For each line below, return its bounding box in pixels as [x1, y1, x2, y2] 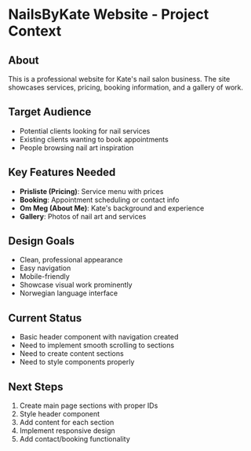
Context [8, 22, 62, 40]
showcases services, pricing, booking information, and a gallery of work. [8, 82, 244, 92]
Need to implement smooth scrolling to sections [19, 340, 175, 350]
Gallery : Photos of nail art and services [19, 211, 147, 221]
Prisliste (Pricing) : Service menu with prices [19, 186, 164, 196]
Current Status [8, 311, 82, 324]
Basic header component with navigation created [19, 332, 179, 342]
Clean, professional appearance [19, 255, 123, 265]
